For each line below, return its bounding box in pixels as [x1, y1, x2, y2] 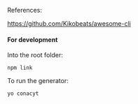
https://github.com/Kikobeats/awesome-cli [7, 20, 131, 27]
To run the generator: [7, 77, 69, 85]
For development [7, 35, 58, 44]
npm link [7, 64, 33, 72]
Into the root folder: [7, 51, 63, 59]
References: [7, 6, 42, 14]
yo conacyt [7, 90, 39, 97]
